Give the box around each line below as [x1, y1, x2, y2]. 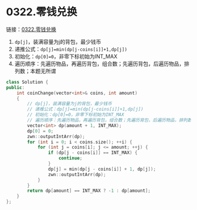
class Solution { [6, 79, 49, 85]
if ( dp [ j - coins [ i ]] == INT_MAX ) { [47, 150, 138, 156]
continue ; [58, 156, 83, 161]
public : [6, 84, 25, 91]
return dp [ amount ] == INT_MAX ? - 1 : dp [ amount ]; [27, 188, 151, 194]
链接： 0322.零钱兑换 [6, 26, 57, 33]
